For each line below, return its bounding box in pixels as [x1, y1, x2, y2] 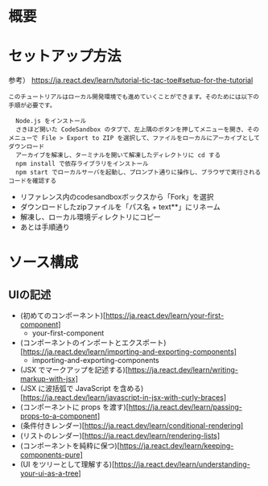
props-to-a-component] [19, 411, 101, 421]
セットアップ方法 [8, 47, 122, 65]
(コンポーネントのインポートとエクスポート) [19, 338, 167, 348]
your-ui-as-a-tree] [19, 468, 82, 479]
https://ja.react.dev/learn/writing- [127, 365, 239, 375]
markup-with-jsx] [19, 374, 79, 384]
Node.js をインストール [15, 117, 87, 126]
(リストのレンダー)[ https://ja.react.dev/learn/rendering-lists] [19, 431, 221, 441]
